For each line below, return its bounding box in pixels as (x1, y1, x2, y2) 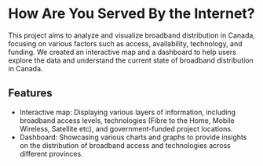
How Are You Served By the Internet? (8, 5, 255, 23)
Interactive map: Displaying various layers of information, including (19, 107, 236, 117)
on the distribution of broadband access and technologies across (19, 140, 232, 150)
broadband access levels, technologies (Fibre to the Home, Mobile (19, 115, 236, 125)
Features (8, 87, 53, 100)
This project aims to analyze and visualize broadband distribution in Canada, (8, 31, 255, 40)
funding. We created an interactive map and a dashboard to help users (8, 47, 237, 56)
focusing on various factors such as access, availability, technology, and (8, 38, 243, 48)
